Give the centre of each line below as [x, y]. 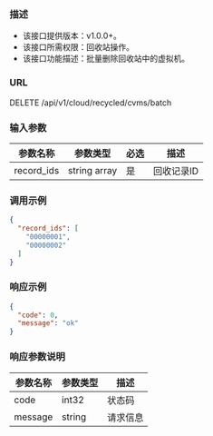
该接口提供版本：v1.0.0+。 [72, 36]
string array [92, 170]
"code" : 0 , [38, 315]
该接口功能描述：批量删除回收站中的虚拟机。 [106, 59]
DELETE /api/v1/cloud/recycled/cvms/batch [91, 103]
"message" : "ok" [48, 323]
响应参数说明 [38, 357]
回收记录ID [176, 171]
